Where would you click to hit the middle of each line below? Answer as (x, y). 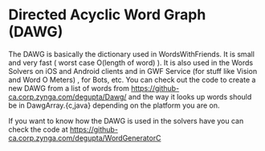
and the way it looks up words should (190, 96)
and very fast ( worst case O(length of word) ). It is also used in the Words (131, 63)
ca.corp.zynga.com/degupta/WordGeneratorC (85, 137)
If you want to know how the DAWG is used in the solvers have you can (126, 120)
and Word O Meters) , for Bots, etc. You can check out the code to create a (132, 80)
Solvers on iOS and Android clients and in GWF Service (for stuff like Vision (133, 71)
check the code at (38, 129)
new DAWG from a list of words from (69, 88)
